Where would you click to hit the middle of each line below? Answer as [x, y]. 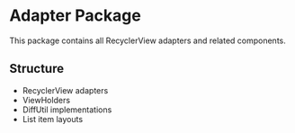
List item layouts [53, 119]
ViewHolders [46, 100]
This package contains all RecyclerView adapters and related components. [147, 40]
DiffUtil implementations [67, 110]
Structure [37, 69]
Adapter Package [75, 16]
